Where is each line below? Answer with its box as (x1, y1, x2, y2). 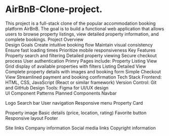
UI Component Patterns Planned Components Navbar (5, 90, 117, 96)
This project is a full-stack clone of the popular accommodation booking (5, 20, 156, 26)
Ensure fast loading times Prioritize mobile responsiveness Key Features (5, 47, 156, 53)
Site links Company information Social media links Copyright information (5, 125, 156, 131)
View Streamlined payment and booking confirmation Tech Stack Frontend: (5, 74, 162, 80)
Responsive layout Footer (5, 115, 58, 121)
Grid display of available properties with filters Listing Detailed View (5, 63, 146, 69)
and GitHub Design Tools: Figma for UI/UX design (5, 84, 109, 90)
